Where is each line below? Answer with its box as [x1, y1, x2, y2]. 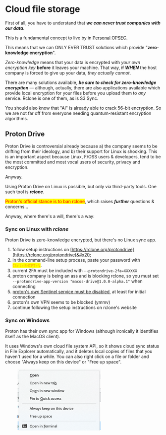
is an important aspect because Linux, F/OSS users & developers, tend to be [5, 153, 161, 159]
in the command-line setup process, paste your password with [12, 257, 140, 263]
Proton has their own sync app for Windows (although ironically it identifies [5, 328, 159, 334]
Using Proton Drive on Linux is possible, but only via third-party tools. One [5, 183, 157, 189]
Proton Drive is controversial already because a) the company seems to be [5, 143, 158, 149]
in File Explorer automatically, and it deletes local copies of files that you [5, 349, 153, 355]
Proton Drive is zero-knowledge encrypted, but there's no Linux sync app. [5, 237, 157, 243]
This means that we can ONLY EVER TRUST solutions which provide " [5, 44, 148, 50]
